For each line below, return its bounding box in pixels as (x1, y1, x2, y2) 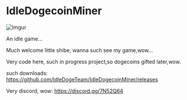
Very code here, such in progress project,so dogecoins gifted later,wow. (6, 58, 181, 65)
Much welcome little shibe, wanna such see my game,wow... (6, 46, 153, 54)
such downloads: (6, 69, 48, 76)
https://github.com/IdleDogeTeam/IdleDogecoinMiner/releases (6, 76, 158, 83)
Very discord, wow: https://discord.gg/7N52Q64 (6, 87, 124, 94)
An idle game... (6, 35, 43, 42)
